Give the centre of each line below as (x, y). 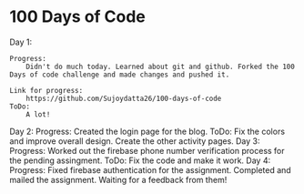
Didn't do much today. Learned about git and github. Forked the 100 (161, 66)
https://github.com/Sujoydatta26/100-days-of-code (124, 98)
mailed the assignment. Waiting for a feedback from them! (118, 179)
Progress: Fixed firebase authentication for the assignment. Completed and (150, 169)
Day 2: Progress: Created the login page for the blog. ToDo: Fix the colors (147, 131)
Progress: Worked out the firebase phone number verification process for (147, 150)
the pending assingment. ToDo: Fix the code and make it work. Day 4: (140, 160)
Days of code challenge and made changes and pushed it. (120, 75)
